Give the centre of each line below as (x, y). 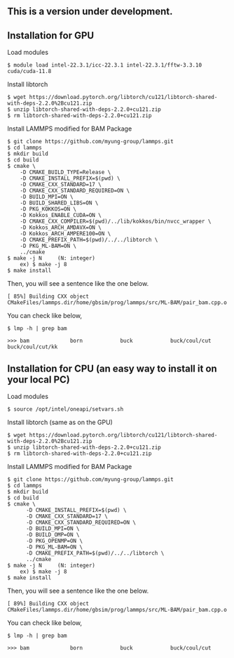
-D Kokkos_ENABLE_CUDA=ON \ (61, 216)
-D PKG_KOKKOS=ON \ (48, 209)
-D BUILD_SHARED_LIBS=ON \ (59, 203)
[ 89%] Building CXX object (48, 604)
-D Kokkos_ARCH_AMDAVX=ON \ (61, 228)
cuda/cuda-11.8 (29, 72)
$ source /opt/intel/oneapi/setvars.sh (66, 409)
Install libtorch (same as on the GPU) (60, 422)
